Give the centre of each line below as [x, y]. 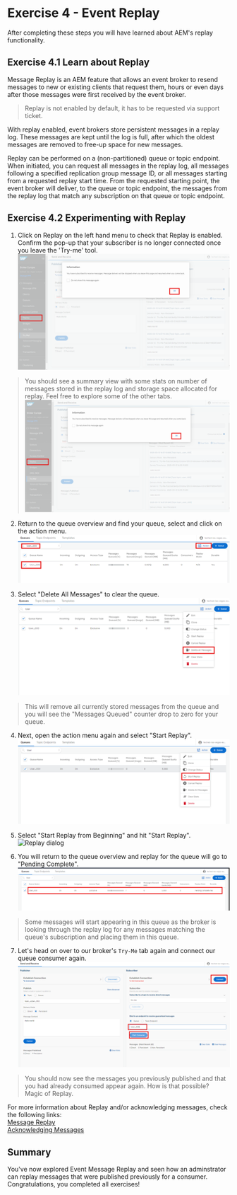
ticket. [34, 115]
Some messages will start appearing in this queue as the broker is [120, 922]
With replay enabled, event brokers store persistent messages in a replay [114, 129]
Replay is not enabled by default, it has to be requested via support [122, 108]
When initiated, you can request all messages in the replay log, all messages [118, 166]
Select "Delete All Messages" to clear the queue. [89, 594]
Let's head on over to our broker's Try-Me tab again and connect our [116, 951]
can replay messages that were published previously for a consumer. [108, 1177]
